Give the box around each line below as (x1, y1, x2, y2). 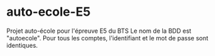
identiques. (6, 41, 38, 49)
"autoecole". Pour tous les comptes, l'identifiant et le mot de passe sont (6, 33, 209, 42)
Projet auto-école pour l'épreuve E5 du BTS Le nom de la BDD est (6, 27, 192, 35)
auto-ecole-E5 (6, 4, 91, 20)
